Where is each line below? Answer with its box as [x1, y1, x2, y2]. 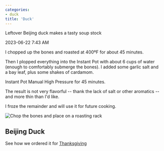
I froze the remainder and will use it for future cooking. [5, 103, 116, 109]
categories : [5, 7, 30, 12]
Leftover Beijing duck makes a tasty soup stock [5, 30, 102, 36]
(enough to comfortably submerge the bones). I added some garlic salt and [5, 64, 159, 70]
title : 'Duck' [5, 16, 35, 21]
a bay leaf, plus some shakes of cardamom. [5, 69, 94, 75]
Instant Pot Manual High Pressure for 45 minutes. [5, 79, 106, 85]
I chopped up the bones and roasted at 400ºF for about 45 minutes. [5, 49, 144, 55]
